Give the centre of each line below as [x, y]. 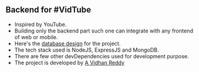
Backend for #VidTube [48, 10]
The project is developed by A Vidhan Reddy [69, 62]
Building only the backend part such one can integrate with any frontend [104, 31]
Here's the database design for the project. [67, 43]
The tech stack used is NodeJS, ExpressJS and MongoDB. [87, 50]
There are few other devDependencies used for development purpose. [102, 56]
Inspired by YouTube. [40, 24]
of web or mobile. [36, 37]
